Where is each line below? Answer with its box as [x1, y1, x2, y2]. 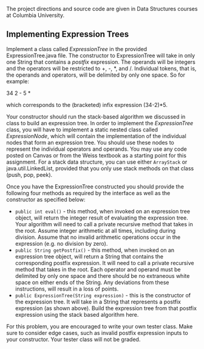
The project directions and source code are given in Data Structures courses [6, 5, 198, 12]
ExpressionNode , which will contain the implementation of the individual [6, 132, 186, 139]
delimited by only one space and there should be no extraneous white [15, 272, 190, 279]
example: [6, 77, 29, 85]
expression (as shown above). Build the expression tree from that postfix [15, 304, 197, 312]
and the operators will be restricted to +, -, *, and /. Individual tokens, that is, [6, 64, 197, 72]
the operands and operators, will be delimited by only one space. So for [6, 71, 185, 78]
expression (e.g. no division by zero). [15, 240, 108, 247]
